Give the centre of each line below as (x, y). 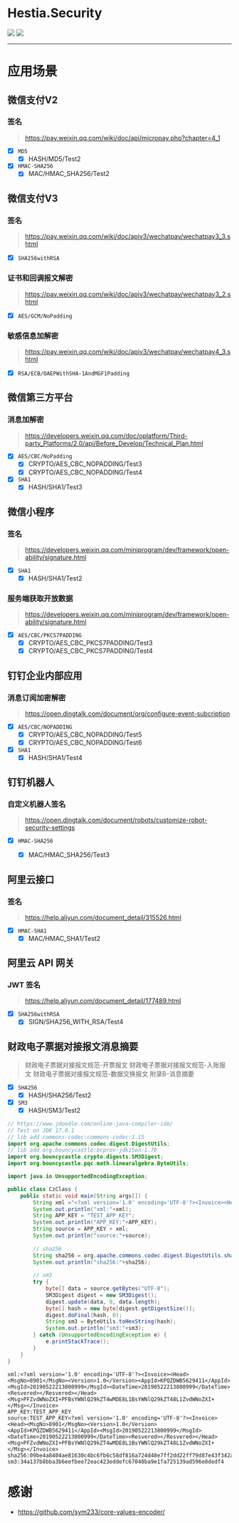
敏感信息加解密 (33, 336)
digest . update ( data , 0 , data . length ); (103, 1301)
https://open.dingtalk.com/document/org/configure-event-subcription (127, 713)
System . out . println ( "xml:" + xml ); (83, 1209)
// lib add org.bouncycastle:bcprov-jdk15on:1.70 (83, 1150)
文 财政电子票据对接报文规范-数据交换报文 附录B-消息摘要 (109, 1074)
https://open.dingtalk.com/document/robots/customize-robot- (116, 820)
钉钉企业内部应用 (45, 676)
